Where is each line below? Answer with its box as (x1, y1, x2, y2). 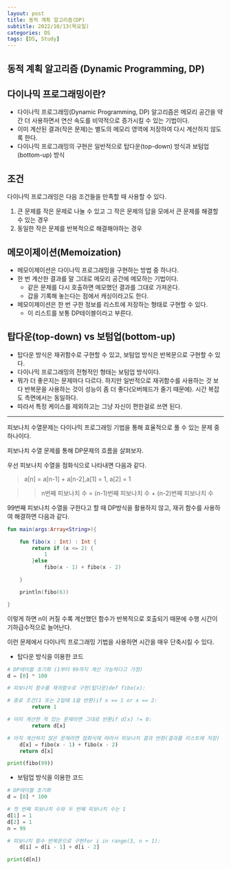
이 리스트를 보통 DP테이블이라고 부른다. (27, 309, 133, 317)
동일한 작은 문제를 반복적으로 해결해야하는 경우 (16, 224, 142, 232)
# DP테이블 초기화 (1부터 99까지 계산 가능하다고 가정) (7, 666, 143, 673)
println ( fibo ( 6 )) (19, 589, 69, 596)
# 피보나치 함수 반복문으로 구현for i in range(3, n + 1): (7, 837, 161, 845)
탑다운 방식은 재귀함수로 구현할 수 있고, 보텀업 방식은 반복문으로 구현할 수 (16, 350, 214, 358)
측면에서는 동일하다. (24, 393, 78, 402)
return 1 (32, 704, 57, 710)
